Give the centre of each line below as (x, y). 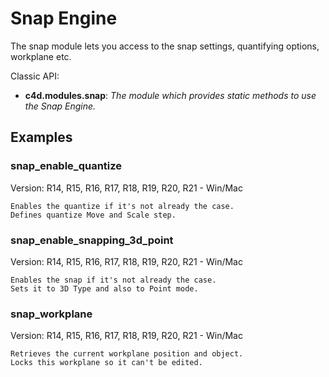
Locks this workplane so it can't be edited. (106, 363)
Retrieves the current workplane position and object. (127, 354)
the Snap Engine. (60, 106)
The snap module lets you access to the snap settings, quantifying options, (165, 46)
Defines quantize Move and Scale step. (93, 215)
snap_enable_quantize (66, 166)
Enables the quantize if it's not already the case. (122, 206)
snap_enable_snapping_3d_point (92, 240)
